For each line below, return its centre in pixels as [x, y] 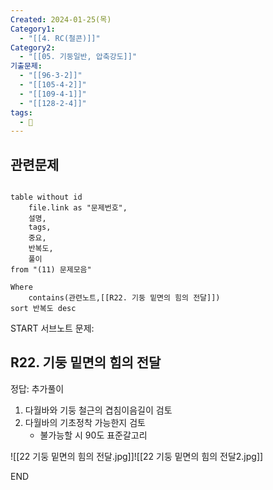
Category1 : [33, 29]
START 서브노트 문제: [52, 328]
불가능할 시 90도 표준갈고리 [93, 435]
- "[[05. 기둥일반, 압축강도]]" [78, 57]
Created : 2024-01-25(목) [61, 19]
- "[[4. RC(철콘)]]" [60, 38]
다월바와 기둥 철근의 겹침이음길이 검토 [98, 410]
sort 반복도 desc [43, 309]
